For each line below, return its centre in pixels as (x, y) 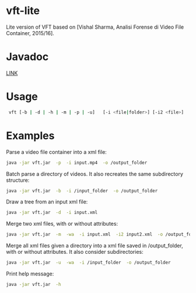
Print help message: (30, 274)
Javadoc (27, 57)
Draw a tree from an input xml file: (47, 202)
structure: (18, 180)
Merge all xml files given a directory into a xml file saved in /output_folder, (95, 246)
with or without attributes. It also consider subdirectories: (75, 252)
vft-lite (23, 11)
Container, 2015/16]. (30, 33)
